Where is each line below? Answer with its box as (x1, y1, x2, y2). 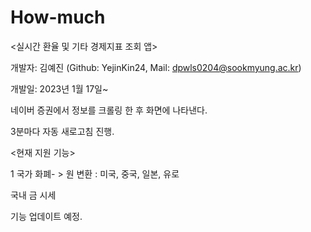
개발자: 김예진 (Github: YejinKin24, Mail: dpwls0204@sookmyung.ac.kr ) (10, 61, 302, 73)
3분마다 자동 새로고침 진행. (10, 125, 115, 137)
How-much (10, 6, 106, 29)
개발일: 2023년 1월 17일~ (10, 82, 109, 95)
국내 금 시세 (10, 189, 57, 201)
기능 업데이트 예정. (10, 210, 83, 222)
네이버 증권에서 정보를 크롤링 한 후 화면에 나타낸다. (10, 104, 208, 116)
